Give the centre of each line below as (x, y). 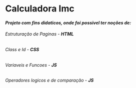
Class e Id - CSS (22, 49)
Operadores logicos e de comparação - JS (49, 81)
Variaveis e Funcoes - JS (31, 65)
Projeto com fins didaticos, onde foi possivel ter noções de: (68, 22)
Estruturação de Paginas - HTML (39, 34)
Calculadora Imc (40, 9)
